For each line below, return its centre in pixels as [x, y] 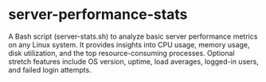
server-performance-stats [98, 15]
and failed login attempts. [50, 69]
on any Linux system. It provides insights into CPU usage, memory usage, [129, 44]
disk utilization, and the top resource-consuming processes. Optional [121, 53]
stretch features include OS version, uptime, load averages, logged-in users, [133, 61]
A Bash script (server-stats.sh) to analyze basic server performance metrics [133, 36]
